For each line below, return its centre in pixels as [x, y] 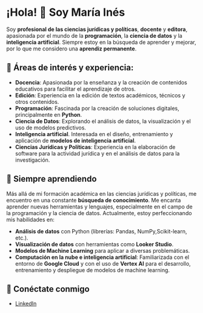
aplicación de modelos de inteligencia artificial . [75, 140]
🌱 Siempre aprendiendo [52, 179]
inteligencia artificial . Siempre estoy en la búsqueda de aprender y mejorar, [101, 42]
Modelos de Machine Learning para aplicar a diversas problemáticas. [102, 250]
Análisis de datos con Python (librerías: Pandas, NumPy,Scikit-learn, [101, 231]
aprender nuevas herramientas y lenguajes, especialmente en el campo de [99, 207]
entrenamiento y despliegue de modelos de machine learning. [92, 270]
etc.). [22, 238]
